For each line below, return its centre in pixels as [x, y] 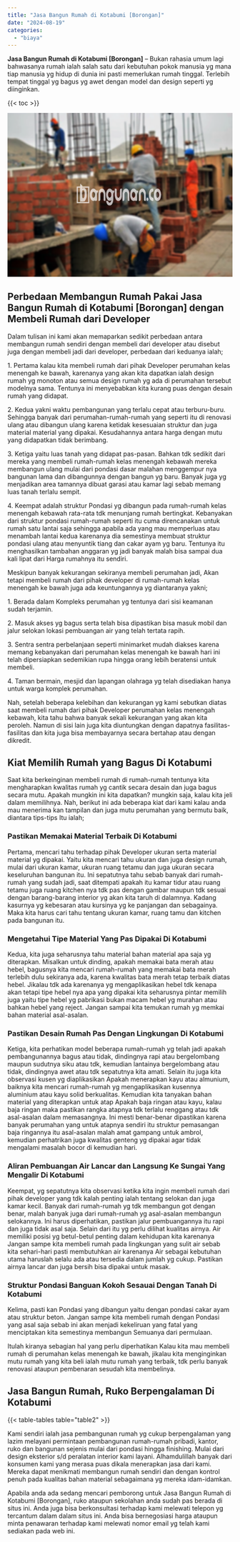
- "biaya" [28, 38]
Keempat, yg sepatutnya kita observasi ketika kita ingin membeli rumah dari [119, 1191]
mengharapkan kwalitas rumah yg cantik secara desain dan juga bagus [112, 787]
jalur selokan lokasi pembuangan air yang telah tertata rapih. [96, 630]
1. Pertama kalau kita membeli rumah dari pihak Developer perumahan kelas [119, 365]
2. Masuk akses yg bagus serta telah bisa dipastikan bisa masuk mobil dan [117, 623]
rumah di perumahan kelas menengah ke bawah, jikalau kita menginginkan [117, 1353]
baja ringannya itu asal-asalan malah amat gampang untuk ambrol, [105, 1133]
